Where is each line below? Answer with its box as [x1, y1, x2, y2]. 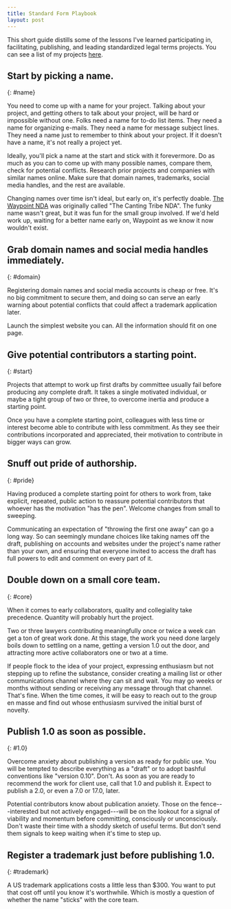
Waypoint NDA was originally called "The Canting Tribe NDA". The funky [7, 201, 212, 210]
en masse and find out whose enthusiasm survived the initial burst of [7, 698, 203, 707]
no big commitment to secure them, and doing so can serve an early [7, 294, 201, 302]
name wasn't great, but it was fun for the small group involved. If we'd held [7, 209, 219, 217]
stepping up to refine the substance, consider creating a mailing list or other [7, 669, 222, 677]
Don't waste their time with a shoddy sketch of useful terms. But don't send [7, 822, 221, 830]
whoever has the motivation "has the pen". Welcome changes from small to [7, 504, 221, 512]
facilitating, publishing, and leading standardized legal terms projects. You [7, 43, 217, 51]
